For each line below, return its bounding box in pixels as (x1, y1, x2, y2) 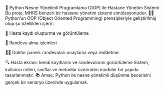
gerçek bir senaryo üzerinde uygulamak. (5, 80, 88, 85)
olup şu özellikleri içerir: (5, 20, 54, 26)
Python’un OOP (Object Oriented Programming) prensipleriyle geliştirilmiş (5, 15, 156, 21)
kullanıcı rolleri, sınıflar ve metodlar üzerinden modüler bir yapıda (5, 67, 139, 72)
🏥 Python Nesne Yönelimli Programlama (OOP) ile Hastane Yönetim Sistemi (5, 5, 159, 10)
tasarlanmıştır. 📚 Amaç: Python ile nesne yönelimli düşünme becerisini (5, 72, 151, 78)
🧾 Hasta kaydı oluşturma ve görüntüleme (5, 30, 89, 36)
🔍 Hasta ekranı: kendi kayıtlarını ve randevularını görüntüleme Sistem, (5, 60, 149, 65)
